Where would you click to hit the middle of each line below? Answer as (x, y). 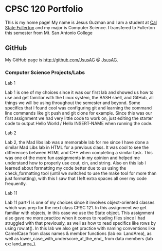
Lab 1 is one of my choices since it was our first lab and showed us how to (80, 92)
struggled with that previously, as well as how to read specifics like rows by (81, 223)
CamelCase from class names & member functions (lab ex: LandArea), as (78, 233)
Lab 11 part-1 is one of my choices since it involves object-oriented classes (80, 202)
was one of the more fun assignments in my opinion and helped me (72, 158)
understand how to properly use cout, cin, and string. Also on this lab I (75, 163)
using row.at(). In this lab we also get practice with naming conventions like (80, 228)
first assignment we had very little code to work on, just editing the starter (79, 118)
